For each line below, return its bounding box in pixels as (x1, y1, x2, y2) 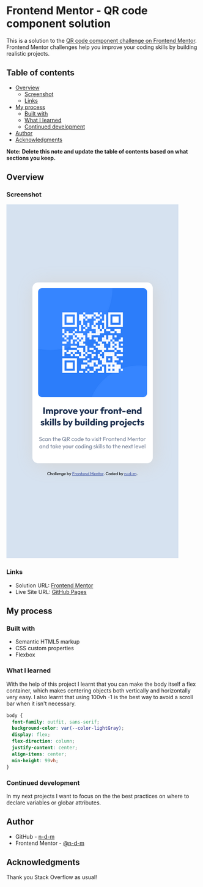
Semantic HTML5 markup (15, 638, 80, 645)
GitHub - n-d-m (15, 833, 55, 840)
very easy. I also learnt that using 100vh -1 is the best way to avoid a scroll (6, 693, 193, 700)
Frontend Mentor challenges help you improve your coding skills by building (6, 43, 197, 51)
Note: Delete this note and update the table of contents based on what (6, 147, 188, 155)
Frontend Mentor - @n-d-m (15, 839, 84, 847)
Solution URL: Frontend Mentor (15, 582, 94, 589)
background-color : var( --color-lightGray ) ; (12, 726, 124, 732)
